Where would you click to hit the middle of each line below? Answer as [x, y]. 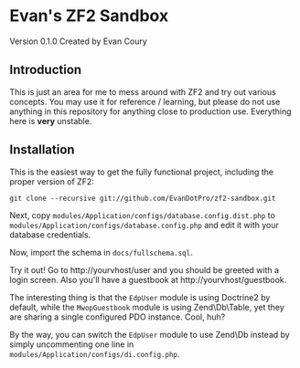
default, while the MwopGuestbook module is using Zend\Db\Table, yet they [147, 307]
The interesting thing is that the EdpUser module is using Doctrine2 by [140, 297]
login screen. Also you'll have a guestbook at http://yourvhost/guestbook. [148, 279]
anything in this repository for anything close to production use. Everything [150, 111]
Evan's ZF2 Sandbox [89, 16]
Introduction [46, 70]
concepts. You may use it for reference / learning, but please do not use [145, 101]
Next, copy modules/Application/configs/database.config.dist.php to [143, 215]
